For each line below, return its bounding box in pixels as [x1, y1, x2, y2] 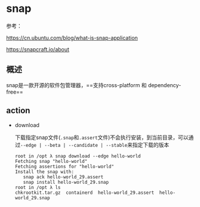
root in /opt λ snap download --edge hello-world [14, 153, 141, 159]
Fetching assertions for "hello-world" [14, 163, 115, 169]
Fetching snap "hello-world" [14, 158, 88, 164]
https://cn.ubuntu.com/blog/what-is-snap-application [6, 34, 139, 41]
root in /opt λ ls [14, 184, 61, 190]
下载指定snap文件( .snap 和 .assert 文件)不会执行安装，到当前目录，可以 [14, 134, 189, 141]
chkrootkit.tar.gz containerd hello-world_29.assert [14, 190, 155, 196]
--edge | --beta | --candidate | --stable [20, 142, 128, 148]
